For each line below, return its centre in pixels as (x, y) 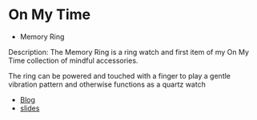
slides (30, 108)
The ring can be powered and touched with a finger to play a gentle (119, 75)
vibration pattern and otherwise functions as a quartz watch (107, 84)
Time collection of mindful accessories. (73, 60)
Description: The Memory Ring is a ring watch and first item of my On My (129, 52)
